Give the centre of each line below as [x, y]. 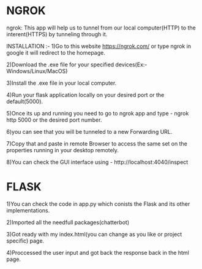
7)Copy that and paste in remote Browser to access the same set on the [97, 143]
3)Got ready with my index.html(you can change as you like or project [94, 234]
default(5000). [25, 101]
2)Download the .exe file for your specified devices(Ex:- [77, 64]
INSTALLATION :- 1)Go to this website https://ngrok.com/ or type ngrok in [99, 46]
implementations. [28, 210]
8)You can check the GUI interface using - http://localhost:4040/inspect [97, 162]
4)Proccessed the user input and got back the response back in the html [98, 252]
